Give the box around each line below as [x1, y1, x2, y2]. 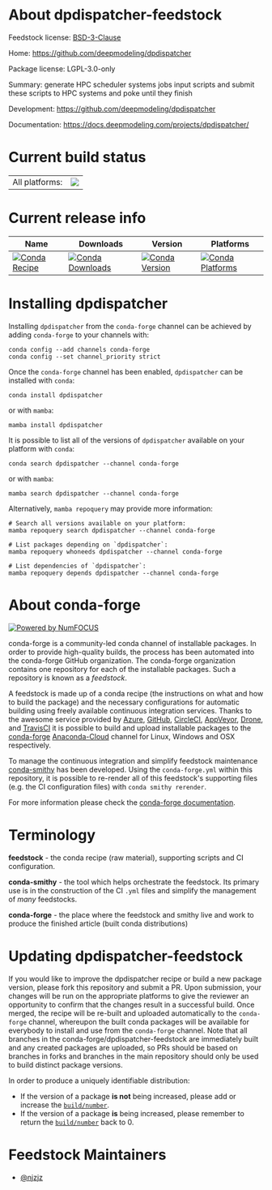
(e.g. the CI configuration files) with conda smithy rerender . [8, 781, 206, 791]
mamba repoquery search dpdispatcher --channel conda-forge [8, 526, 216, 534]
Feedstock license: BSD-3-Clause [8, 32, 121, 42]
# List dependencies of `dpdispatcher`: [8, 562, 147, 570]
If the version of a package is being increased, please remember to [19, 1108, 244, 1118]
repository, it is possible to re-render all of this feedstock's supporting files [8, 773, 257, 783]
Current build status [8, 148, 147, 167]
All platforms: [12, 176, 63, 187]
